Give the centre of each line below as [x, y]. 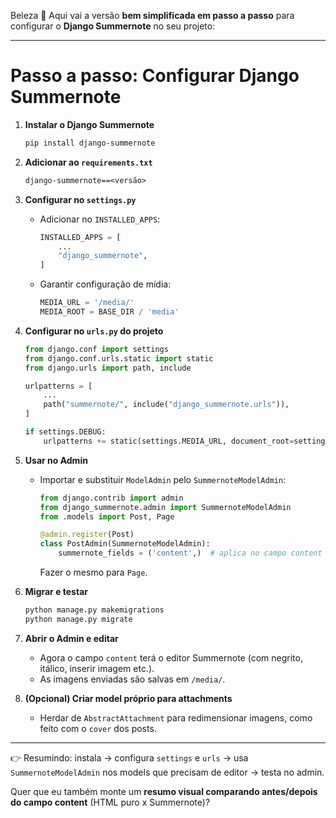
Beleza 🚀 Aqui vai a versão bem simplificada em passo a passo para [152, 15]
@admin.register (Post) [87, 535]
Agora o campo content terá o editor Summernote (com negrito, [171, 657]
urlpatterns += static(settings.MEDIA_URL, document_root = [169, 441]
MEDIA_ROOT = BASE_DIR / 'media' [109, 312]
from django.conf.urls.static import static [119, 358]
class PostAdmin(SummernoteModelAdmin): [125, 544]
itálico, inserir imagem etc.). [97, 668]
